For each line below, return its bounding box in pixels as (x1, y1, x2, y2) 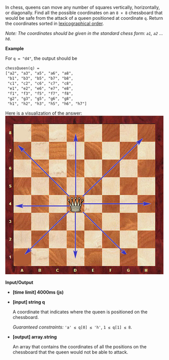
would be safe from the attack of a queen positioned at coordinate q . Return (5, 15, 163, 21)
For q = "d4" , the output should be (5, 55, 77, 61)
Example (5, 46, 24, 51)
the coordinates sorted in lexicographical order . (5, 20, 104, 26)
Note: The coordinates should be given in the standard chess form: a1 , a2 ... (5, 30, 163, 36)
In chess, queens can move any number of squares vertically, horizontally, (5, 5, 160, 10)
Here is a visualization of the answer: (5, 110, 82, 116)
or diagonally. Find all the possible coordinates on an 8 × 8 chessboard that (5, 10, 163, 16)
